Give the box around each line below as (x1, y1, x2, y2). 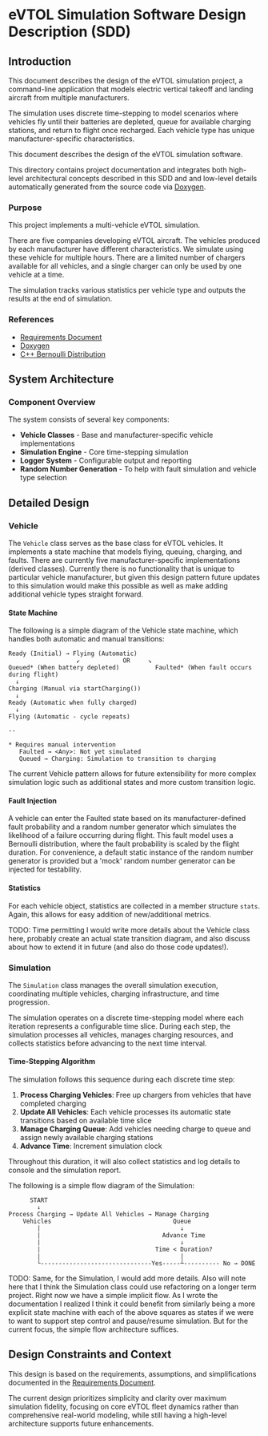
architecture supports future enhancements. (8, 1418, 154, 1428)
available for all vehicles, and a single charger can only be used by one (8, 261, 242, 271)
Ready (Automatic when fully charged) (8, 699, 138, 707)
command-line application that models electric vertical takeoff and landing (8, 84, 254, 94)
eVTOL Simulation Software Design (8, 6, 246, 24)
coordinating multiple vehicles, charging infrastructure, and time (8, 989, 220, 998)
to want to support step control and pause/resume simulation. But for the (8, 1317, 249, 1326)
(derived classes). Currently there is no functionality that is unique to (8, 564, 234, 573)
